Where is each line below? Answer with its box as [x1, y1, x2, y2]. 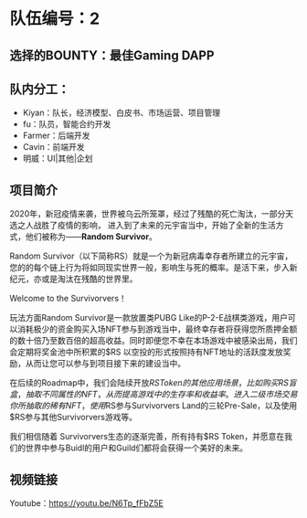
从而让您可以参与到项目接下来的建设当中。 [25, 358, 185, 369]
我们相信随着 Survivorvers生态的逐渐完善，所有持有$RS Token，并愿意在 [9, 431, 285, 442]
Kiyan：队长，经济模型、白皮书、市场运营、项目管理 [22, 107, 221, 119]
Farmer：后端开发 [22, 130, 90, 142]
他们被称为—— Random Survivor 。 [25, 231, 157, 242]
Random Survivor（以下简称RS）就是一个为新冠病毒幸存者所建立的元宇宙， [9, 250, 293, 261]
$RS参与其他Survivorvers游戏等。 [9, 412, 137, 423]
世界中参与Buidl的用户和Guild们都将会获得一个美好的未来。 [25, 442, 249, 453]
